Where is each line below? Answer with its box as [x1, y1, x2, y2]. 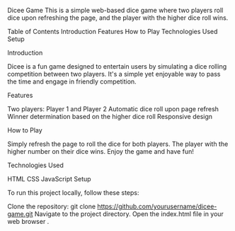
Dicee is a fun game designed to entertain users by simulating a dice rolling [7, 62, 227, 70]
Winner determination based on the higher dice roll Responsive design [7, 113, 213, 120]
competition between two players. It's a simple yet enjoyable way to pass [7, 70, 221, 78]
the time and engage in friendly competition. [7, 77, 137, 86]
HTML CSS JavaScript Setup [7, 175, 91, 183]
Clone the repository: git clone [7, 202, 96, 210]
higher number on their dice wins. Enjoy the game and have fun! [7, 147, 195, 155]
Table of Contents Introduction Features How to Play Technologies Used [7, 28, 218, 35]
